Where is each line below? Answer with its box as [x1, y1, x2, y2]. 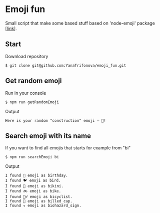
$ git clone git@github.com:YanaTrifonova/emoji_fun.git [5, 63, 126, 68]
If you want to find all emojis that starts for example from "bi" [5, 145, 131, 151]
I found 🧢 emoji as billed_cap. [5, 199, 72, 204]
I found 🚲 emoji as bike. [5, 189, 61, 194]
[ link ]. [5, 25, 17, 31]
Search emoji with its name [5, 131, 91, 140]
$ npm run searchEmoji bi [5, 154, 59, 160]
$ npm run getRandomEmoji [5, 99, 59, 105]
